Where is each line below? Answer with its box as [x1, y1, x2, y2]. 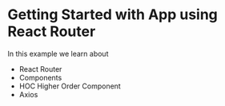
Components [18, 73, 62, 82]
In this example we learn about [7, 49, 109, 58]
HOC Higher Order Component [18, 81, 121, 91]
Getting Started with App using [7, 6, 218, 24]
